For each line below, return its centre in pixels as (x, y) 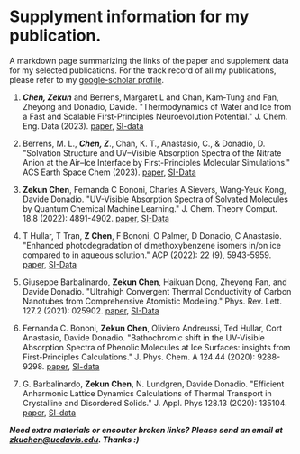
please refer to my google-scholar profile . (87, 79)
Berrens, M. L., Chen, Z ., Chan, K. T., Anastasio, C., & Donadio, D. (144, 143)
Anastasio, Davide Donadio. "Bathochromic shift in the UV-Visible (144, 337)
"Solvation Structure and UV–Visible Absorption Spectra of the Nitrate (152, 153)
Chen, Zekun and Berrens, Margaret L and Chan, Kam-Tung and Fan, (150, 97)
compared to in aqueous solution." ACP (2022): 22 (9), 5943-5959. (147, 255)
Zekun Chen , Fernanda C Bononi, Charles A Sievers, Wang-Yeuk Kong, (154, 189)
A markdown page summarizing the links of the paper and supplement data (150, 60)
